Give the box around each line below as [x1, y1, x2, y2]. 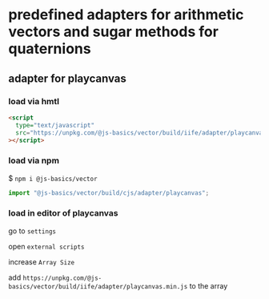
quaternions [8, 40, 91, 58]
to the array [189, 281, 228, 290]
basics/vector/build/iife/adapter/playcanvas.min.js [8, 282, 188, 290]
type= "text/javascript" [15, 121, 94, 129]
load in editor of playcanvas [8, 208, 118, 219]
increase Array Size [8, 257, 74, 266]
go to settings [8, 226, 56, 236]
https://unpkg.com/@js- [22, 274, 102, 282]
